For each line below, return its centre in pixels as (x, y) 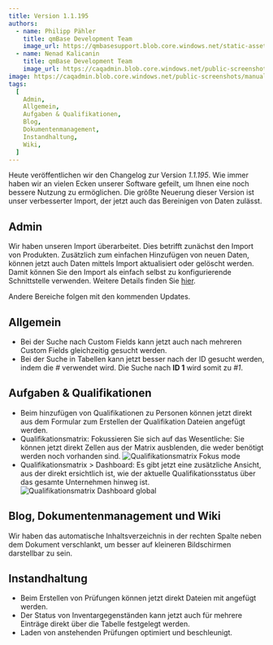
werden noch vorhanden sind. (70, 455)
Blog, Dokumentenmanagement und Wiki (115, 516)
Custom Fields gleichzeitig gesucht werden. (93, 350)
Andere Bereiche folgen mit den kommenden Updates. (100, 297)
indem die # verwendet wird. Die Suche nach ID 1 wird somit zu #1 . (132, 368)
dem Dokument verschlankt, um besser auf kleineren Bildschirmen (120, 544)
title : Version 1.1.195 (49, 16)
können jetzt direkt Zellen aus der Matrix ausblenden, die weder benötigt (142, 447)
